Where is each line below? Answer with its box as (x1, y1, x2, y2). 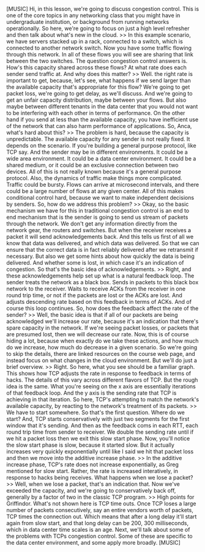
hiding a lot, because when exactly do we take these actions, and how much (6, 337, 199, 344)
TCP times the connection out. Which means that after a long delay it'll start (6, 513, 197, 520)
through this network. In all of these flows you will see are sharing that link (6, 51, 194, 58)
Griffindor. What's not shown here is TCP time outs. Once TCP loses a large (6, 500, 196, 507)
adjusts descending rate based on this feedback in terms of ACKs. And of (6, 298, 192, 305)
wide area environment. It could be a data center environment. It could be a (6, 155, 196, 162)
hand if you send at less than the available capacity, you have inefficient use (6, 116, 199, 123)
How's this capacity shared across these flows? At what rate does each (6, 64, 187, 71)
